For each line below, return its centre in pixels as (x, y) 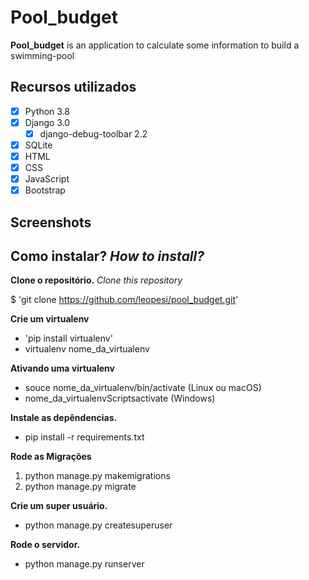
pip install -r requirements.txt (84, 437)
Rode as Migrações (51, 457)
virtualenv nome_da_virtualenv (87, 349)
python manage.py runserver (84, 564)
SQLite (38, 145)
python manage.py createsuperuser (98, 525)
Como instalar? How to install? (107, 256)
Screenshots (51, 222)
